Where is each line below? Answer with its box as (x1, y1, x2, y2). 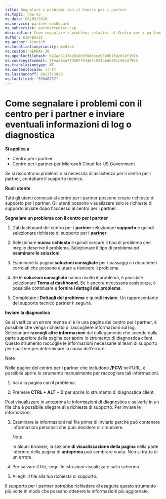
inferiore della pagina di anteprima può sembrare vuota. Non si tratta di (12, 448, 158, 454)
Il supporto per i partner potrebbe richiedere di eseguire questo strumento (5, 483, 156, 489)
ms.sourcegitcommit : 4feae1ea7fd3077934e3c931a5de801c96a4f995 (5, 58, 138, 63)
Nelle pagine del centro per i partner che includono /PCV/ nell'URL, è (5, 365, 146, 371)
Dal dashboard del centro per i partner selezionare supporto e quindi (12, 224, 154, 231)
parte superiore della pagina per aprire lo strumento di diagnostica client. (5, 335, 154, 341)
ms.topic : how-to (5, 12, 41, 17)
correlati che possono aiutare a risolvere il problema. (12, 265, 120, 271)
